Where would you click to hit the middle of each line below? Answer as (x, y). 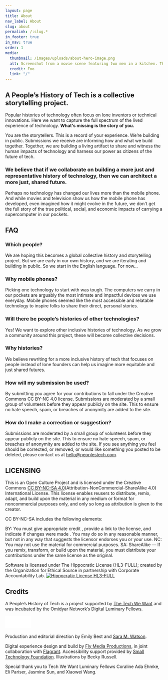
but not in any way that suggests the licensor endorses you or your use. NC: (83, 540)
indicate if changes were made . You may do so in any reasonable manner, (82, 534)
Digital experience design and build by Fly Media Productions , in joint (76, 646)
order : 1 (14, 48)
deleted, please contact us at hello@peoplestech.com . (61, 455)
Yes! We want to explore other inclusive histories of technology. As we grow (83, 330)
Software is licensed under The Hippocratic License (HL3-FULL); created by (84, 565)
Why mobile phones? (31, 279)
